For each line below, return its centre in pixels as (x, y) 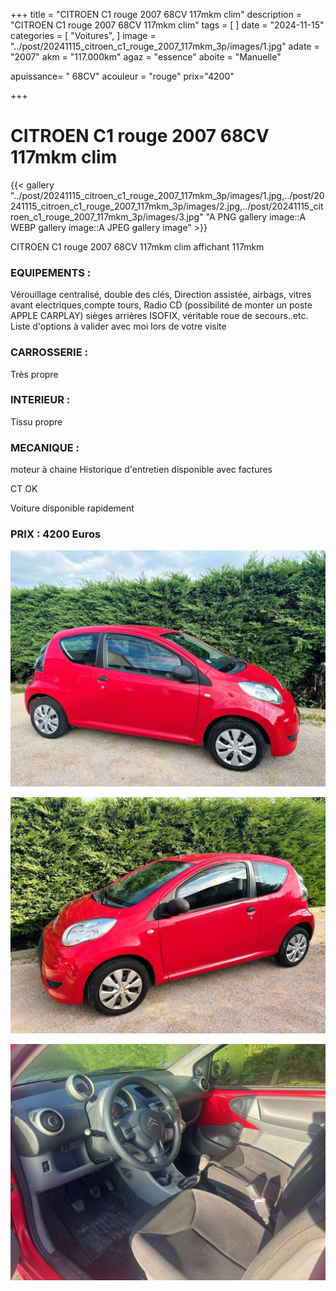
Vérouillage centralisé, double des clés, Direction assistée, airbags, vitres (161, 295)
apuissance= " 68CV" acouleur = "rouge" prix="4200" (122, 76)
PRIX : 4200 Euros (56, 534)
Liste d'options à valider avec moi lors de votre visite (118, 326)
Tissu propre (36, 421)
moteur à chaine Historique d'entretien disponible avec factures (141, 470)
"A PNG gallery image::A (256, 216)
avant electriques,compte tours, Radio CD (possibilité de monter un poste (161, 305)
